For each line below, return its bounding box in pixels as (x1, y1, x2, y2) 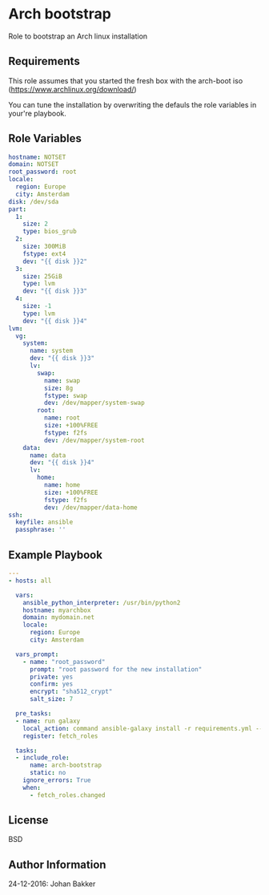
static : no (29, 769, 66, 777)
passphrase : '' (15, 526, 66, 534)
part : (8, 205, 26, 213)
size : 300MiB (22, 242, 66, 251)
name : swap (43, 376, 81, 385)
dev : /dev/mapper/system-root (43, 436, 146, 444)
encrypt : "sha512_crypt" (29, 687, 113, 696)
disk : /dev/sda (8, 197, 59, 205)
